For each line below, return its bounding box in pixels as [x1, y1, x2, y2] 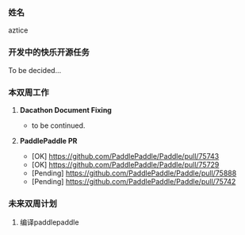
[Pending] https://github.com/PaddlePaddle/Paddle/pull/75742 [31, 176, 236, 186]
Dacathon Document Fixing [19, 105, 113, 114]
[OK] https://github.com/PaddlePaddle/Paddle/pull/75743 [31, 151, 220, 160]
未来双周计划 [8, 198, 58, 209]
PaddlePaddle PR [19, 136, 78, 145]
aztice [8, 25, 29, 35]
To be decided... [8, 65, 62, 75]
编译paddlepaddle [19, 218, 79, 227]
